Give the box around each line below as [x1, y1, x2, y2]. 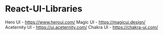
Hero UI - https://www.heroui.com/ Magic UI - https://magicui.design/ [5, 19, 146, 25]
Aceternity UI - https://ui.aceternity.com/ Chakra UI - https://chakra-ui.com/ [5, 24, 158, 30]
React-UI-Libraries [5, 3, 82, 14]
